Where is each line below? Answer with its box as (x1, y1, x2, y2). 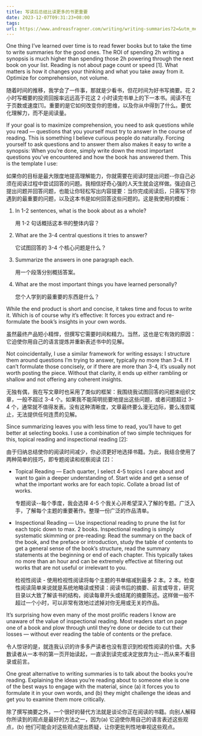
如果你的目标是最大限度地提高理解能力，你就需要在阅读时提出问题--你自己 (6, 173, 191, 180)
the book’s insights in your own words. (31, 318, 127, 325)
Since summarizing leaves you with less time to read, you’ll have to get (6, 423, 182, 430)
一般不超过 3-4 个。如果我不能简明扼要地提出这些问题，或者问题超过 (16, 396, 188, 403)
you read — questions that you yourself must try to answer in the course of (6, 128, 192, 135)
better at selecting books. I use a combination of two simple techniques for (6, 429, 192, 437)
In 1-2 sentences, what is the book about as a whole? (14, 207, 147, 214)
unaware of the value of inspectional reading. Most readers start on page (6, 618, 188, 625)
